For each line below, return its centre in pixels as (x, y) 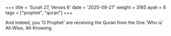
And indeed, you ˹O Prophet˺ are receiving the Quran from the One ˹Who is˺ (84, 23)
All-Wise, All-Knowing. (29, 28)
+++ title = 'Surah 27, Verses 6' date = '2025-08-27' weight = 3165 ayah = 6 (86, 7)
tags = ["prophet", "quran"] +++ (39, 13)
